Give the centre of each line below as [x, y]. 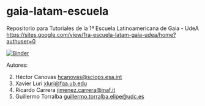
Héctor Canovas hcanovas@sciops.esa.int [69, 77]
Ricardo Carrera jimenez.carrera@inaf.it [65, 89]
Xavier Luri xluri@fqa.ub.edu [51, 83]
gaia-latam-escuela [58, 11]
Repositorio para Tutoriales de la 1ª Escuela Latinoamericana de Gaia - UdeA [102, 28]
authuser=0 [21, 41]
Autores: [17, 65]
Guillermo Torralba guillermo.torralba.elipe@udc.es [80, 96]
